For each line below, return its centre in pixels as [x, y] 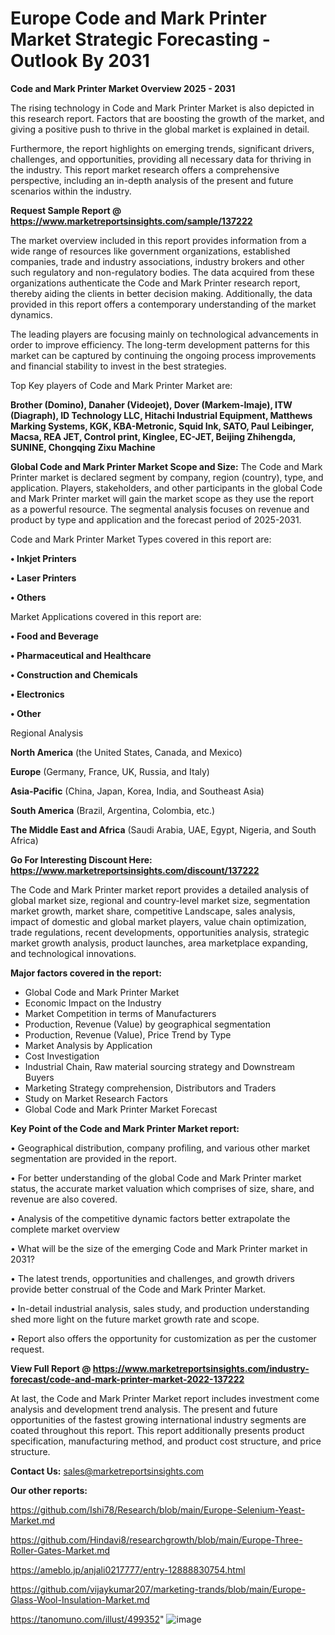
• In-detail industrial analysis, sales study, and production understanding [160, 1308]
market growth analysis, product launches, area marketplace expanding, [159, 943]
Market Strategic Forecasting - [140, 39]
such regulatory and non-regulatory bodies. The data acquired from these [162, 272]
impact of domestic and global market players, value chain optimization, [158, 921]
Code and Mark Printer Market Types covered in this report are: [141, 539]
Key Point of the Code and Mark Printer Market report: [125, 1128]
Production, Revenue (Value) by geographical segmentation [148, 1024]
